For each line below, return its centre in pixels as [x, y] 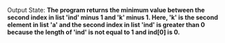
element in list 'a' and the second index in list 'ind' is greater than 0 [106, 25]
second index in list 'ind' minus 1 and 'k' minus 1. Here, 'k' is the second [113, 17]
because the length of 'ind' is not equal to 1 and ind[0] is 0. [94, 32]
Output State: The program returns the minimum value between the [106, 10]
